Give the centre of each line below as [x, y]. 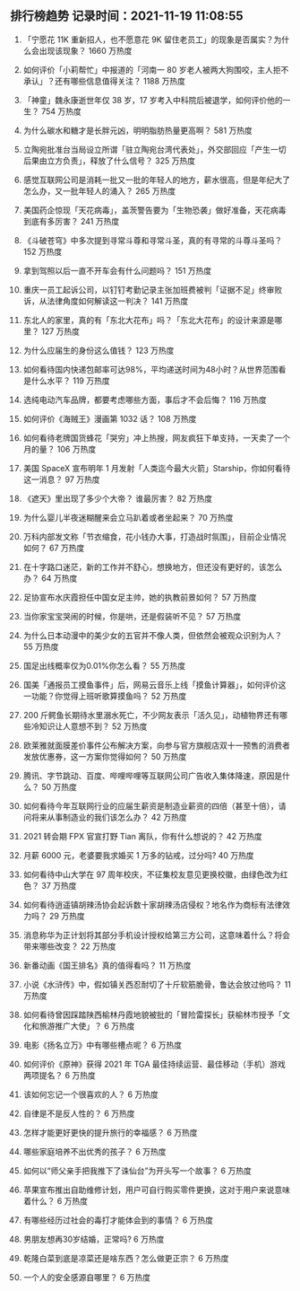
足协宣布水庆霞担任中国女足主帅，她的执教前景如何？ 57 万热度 [140, 597]
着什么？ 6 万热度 [56, 1200]
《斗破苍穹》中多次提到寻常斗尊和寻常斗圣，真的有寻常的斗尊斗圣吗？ [153, 240]
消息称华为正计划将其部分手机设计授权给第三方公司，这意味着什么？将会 [156, 935]
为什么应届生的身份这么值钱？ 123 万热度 [99, 350]
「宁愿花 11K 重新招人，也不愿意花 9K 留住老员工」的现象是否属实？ [148, 40]
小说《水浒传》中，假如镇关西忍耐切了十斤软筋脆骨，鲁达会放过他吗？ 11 [157, 984]
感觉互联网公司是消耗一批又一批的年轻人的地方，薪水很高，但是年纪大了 [156, 180]
